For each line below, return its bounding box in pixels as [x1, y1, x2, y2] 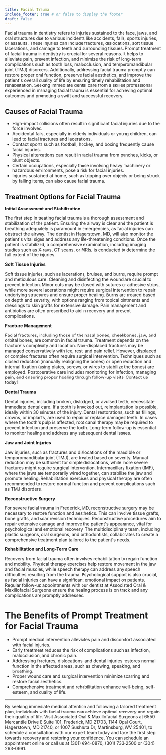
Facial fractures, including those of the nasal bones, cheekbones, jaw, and [5, 332, 157, 338]
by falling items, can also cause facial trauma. [12, 178, 105, 184]
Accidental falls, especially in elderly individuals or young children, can [12, 131, 157, 137]
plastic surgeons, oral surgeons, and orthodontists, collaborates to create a [5, 532, 158, 537]
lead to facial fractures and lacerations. [12, 136, 92, 142]
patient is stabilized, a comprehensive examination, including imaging [5, 242, 147, 247]
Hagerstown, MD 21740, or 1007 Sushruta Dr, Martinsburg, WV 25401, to [5, 724, 153, 730]
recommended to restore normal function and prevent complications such [5, 481, 156, 487]
